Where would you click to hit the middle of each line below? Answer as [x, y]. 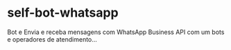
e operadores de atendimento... [52, 39]
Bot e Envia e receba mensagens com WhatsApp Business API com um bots [116, 32]
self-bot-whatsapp [63, 13]
